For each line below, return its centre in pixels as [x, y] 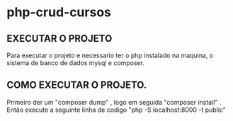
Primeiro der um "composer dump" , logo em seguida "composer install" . [114, 102]
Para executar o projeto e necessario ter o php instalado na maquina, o [110, 55]
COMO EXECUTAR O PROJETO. [77, 85]
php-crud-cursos [59, 12]
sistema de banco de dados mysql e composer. [76, 63]
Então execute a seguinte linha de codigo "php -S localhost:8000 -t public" [116, 110]
